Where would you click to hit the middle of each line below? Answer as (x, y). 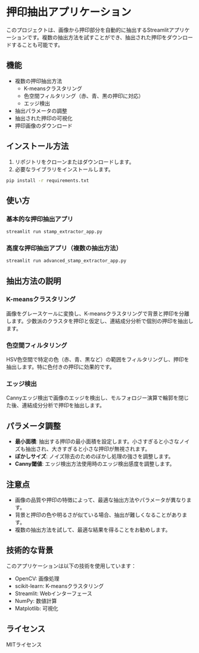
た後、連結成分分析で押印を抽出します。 (56, 406)
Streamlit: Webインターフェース (53, 593)
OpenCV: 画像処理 (37, 578)
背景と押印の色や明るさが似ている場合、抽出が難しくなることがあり (98, 515)
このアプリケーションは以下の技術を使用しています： (71, 566)
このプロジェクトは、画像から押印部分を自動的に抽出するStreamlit (88, 30)
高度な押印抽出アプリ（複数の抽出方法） (64, 248)
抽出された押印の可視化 (43, 118)
